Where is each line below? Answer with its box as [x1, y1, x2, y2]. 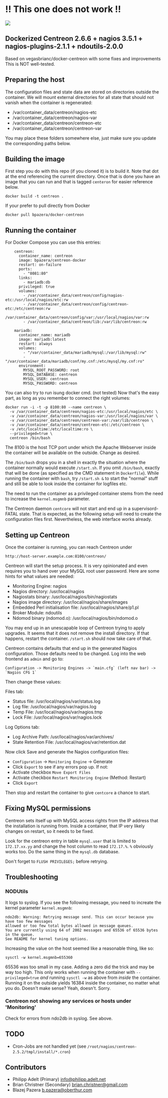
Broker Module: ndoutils [12, 610, 62, 616]
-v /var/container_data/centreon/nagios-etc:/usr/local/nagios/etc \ [10, 409, 158, 414]
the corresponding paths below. [5, 140, 71, 146]
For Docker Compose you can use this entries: [5, 240, 101, 246]
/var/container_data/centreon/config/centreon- [27, 302, 129, 307]
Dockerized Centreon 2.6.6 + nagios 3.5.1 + [5, 34, 143, 43]
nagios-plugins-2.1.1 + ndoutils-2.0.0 [5, 42, 123, 51]
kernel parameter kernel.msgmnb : [5, 905, 73, 911]
